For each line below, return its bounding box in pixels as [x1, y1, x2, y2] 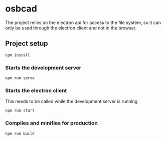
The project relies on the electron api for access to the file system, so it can [5, 19, 161, 25]
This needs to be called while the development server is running [5, 98, 138, 104]
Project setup [5, 39, 49, 48]
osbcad [5, 3, 38, 14]
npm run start [5, 108, 35, 113]
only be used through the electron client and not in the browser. [5, 24, 137, 30]
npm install [5, 52, 30, 57]
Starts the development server [5, 64, 82, 71]
